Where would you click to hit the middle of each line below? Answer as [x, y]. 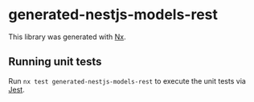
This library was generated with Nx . [67, 37]
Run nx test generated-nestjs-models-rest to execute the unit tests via [127, 80]
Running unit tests [55, 62]
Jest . [17, 89]
